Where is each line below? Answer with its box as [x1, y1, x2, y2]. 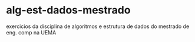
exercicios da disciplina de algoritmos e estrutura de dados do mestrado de [6, 23, 190, 30]
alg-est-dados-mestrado [6, 3, 131, 17]
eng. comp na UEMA [6, 29, 57, 36]
